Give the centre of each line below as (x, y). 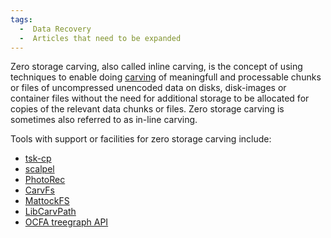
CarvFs (39, 190)
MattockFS (47, 201)
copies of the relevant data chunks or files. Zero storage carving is (147, 109)
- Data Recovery (55, 29)
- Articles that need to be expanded (100, 38)
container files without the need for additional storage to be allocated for (160, 98)
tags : (21, 19)
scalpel (39, 169)
